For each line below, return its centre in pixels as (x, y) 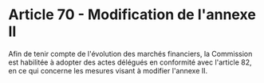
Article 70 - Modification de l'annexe (132, 15)
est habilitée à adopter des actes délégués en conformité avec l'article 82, (130, 62)
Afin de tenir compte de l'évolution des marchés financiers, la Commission (130, 53)
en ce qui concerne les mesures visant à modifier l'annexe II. (108, 70)
